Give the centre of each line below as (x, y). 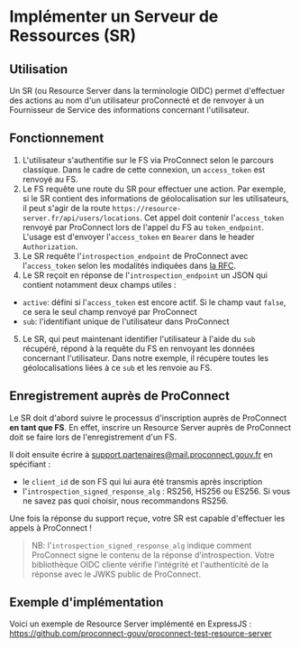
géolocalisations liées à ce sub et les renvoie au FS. (118, 367)
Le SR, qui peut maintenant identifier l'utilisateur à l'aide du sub (139, 338)
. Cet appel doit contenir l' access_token (212, 218)
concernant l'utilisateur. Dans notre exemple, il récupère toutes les (145, 357)
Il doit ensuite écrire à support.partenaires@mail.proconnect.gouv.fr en (141, 454)
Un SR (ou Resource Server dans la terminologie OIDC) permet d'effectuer (147, 91)
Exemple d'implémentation (86, 602)
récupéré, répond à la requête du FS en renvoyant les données (138, 348)
